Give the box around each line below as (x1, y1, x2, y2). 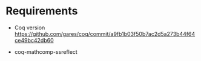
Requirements (5, 4, 78, 18)
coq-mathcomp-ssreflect (14, 48, 78, 55)
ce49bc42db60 (14, 36, 54, 44)
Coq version (14, 24, 45, 31)
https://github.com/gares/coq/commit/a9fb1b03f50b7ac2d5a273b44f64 (14, 30, 196, 37)
